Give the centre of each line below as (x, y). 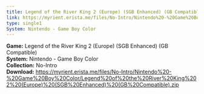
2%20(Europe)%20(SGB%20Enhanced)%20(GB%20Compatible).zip (93, 85)
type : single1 (24, 23)
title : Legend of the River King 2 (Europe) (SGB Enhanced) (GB (89, 12)
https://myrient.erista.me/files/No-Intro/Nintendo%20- (104, 72)
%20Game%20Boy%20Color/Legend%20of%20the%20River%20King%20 (101, 78)
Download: (20, 72)
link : (13, 18)
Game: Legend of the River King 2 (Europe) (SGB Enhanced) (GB (87, 46)
